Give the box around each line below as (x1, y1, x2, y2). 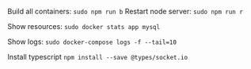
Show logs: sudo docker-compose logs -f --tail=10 (7, 37, 177, 46)
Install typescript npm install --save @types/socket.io (7, 53, 188, 61)
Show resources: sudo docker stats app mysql (7, 22, 160, 31)
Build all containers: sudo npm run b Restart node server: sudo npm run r (7, 7, 243, 16)
